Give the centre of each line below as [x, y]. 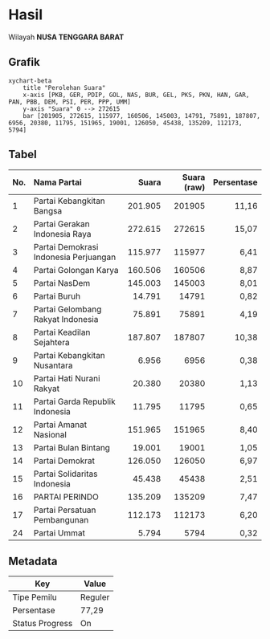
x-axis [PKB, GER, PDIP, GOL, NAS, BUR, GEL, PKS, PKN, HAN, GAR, [136, 95]
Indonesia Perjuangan [75, 257]
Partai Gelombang [67, 309]
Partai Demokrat [64, 461]
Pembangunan [61, 519]
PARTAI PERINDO [66, 497]
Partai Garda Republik [74, 401]
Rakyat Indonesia [66, 319]
